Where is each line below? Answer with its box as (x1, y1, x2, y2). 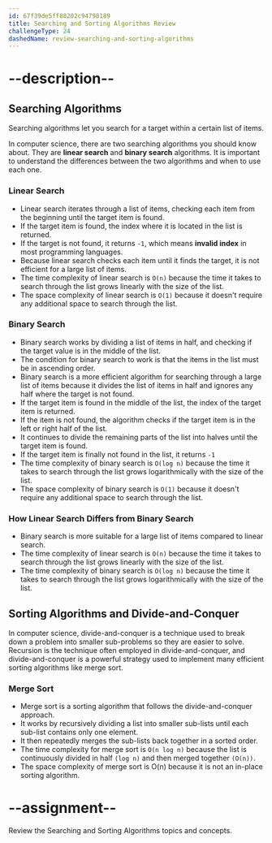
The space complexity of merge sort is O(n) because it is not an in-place (19, 762, 264, 772)
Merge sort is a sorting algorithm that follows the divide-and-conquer (19, 702, 253, 711)
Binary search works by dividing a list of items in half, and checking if (19, 337, 253, 347)
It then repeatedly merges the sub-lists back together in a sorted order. (19, 736, 258, 746)
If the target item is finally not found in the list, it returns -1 (19, 449, 215, 459)
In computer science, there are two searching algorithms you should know (8, 139, 257, 149)
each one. (8, 165, 42, 175)
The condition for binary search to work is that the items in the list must (19, 354, 259, 364)
